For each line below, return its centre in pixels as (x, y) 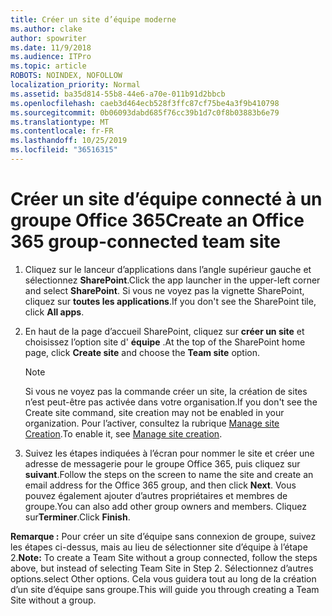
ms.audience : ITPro (51, 57)
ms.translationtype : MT (60, 122)
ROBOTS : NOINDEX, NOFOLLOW (66, 76)
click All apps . (54, 312)
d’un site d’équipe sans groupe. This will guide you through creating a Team (165, 589)
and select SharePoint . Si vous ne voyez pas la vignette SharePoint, (164, 290)
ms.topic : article (48, 66)
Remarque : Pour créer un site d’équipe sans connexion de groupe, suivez (163, 536)
